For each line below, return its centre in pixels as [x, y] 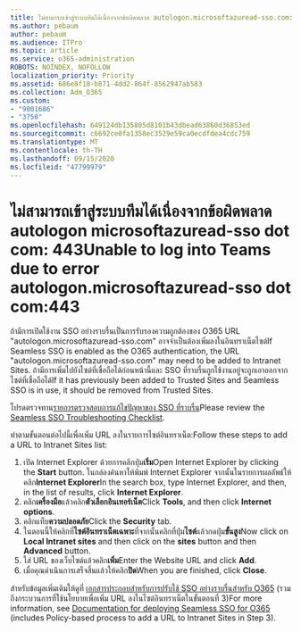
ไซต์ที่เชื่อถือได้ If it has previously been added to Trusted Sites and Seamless [145, 380]
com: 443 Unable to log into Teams [141, 249]
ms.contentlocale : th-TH [56, 150]
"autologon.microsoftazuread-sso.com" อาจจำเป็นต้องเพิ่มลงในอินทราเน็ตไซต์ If [142, 341]
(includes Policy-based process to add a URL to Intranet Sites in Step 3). [143, 618]
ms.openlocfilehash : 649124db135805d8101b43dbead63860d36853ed [130, 126]
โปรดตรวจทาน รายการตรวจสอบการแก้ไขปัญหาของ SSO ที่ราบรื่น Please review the [138, 408]
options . [39, 512]
